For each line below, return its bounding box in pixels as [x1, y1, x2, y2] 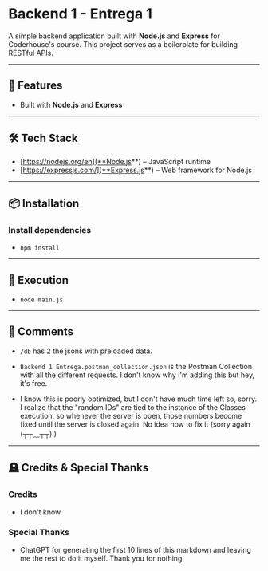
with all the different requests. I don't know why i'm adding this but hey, [19, 370, 255, 380]
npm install [19, 244, 60, 252]
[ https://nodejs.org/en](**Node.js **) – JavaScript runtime [19, 156, 211, 166]
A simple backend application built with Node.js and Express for [8, 31, 221, 41]
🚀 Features [8, 79, 63, 93]
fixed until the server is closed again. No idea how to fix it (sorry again [19, 419, 250, 429]
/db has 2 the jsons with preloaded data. [19, 346, 153, 356]
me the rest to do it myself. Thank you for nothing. [19, 553, 185, 563]
